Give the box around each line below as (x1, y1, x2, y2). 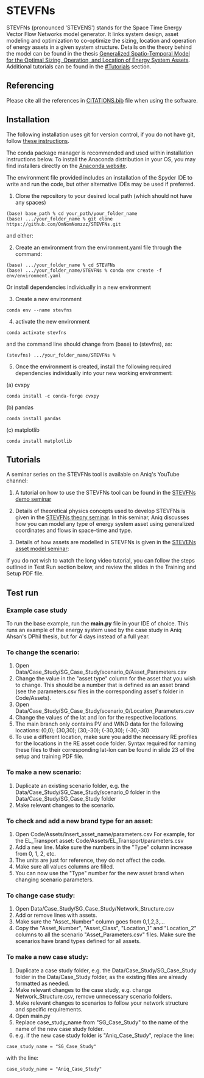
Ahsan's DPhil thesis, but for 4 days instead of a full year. (6, 633, 150, 640)
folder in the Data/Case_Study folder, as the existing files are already (15, 973, 188, 980)
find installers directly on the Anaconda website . (6, 162, 128, 169)
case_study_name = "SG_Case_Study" (6, 1043, 97, 1049)
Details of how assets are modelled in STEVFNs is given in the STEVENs (15, 539, 196, 546)
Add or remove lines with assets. (15, 911, 97, 919)
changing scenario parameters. (15, 876, 94, 883)
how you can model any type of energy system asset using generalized (15, 520, 195, 528)
